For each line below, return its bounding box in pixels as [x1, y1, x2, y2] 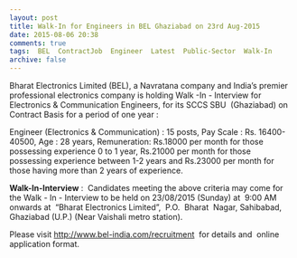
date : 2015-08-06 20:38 [9, 30, 99, 39]
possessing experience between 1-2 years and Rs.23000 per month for [9, 156, 274, 166]
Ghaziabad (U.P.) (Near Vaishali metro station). [9, 212, 183, 222]
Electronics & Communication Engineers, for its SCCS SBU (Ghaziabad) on [9, 100, 289, 110]
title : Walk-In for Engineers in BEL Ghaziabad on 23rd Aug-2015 [9, 22, 260, 31]
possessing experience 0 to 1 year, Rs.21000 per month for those [9, 146, 251, 157]
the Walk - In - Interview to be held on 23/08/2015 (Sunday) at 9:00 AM [9, 192, 277, 203]
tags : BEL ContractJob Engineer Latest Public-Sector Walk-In [9, 47, 273, 56]
